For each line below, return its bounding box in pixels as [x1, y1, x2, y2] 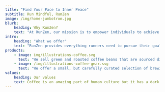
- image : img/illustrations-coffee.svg [14, 52, 96, 57]
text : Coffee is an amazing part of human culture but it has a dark [14, 79, 160, 84]
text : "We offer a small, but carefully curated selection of [18, 66, 148, 71]
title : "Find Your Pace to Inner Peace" [5, 7, 89, 12]
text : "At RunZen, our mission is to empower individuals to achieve [14, 30, 160, 35]
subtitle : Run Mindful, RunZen [5, 12, 69, 17]
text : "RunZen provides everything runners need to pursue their [14, 43, 151, 48]
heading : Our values [14, 75, 56, 80]
